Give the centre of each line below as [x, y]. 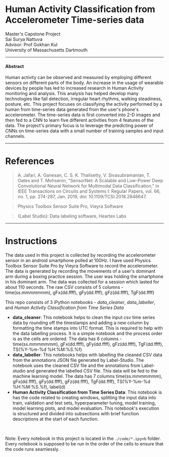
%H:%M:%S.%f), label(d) [39, 387]
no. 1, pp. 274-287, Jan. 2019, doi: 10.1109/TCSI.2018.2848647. [82, 197]
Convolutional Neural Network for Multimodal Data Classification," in [88, 186]
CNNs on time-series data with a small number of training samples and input [84, 131]
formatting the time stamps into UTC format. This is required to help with [88, 328]
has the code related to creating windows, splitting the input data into [84, 398]
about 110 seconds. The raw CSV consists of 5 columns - [64, 287]
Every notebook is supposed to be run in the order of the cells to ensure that [84, 444]
